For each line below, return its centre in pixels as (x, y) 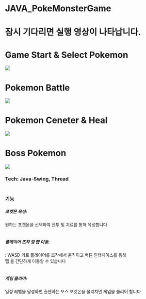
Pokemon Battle (38, 88)
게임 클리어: (16, 278)
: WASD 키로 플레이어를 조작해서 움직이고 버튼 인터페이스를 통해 (66, 255)
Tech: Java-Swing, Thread (37, 179)
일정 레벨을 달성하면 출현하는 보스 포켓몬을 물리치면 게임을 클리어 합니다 (73, 291)
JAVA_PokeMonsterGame (58, 9)
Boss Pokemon (36, 153)
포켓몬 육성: (16, 211)
